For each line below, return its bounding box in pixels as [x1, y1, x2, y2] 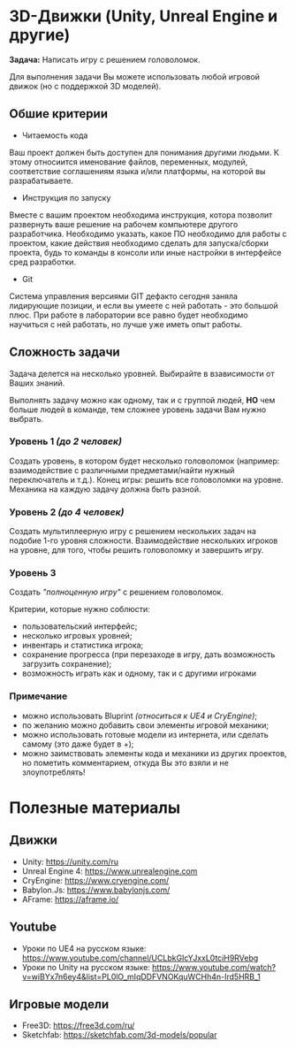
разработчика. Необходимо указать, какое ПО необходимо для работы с [9, 228, 287, 239]
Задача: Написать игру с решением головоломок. [9, 54, 201, 65]
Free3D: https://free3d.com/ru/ [21, 1020, 135, 1031]
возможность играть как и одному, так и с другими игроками [21, 668, 257, 678]
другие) [9, 25, 71, 45]
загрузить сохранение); [21, 659, 112, 670]
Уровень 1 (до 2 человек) [9, 435, 122, 448]
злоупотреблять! [21, 767, 86, 777]
